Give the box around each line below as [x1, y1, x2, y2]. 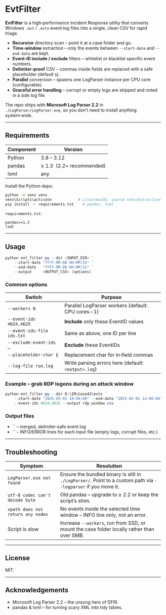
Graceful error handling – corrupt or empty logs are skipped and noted [12, 87, 158, 93]
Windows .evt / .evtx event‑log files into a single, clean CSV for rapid [5, 25, 147, 31]
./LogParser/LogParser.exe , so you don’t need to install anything [5, 107, 137, 113]
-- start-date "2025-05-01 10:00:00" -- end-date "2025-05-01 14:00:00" [14, 396, 163, 401]
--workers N [7, 306, 36, 311]
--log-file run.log [7, 363, 53, 369]
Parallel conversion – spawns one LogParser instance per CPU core [12, 77, 151, 82]
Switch [25, 294, 42, 301]
